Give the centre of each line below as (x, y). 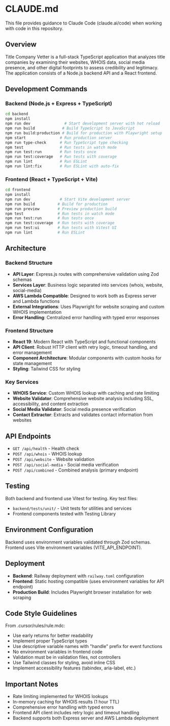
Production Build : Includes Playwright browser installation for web (82, 592)
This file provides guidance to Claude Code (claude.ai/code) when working (84, 23)
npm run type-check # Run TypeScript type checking (67, 142)
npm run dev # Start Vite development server (68, 199)
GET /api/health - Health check (46, 449)
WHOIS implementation (37, 312)
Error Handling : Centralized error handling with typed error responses (86, 317)
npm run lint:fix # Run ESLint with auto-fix (62, 166)
